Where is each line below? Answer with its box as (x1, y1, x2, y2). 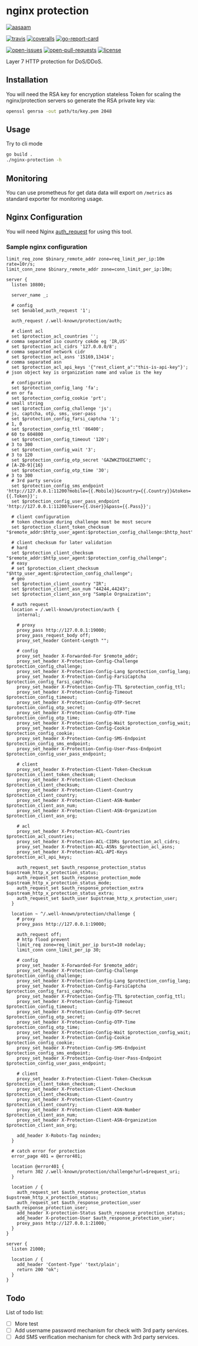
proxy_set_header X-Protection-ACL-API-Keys (16, 849, 128, 855)
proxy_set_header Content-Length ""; (16, 638, 110, 644)
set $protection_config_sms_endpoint (11, 483, 104, 489)
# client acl (11, 328, 44, 334)
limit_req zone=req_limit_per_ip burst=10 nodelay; (16, 942, 146, 948)
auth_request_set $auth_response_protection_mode (16, 875, 141, 881)
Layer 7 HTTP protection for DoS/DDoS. (6, 58, 103, 65)
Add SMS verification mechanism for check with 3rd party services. (14, 1334, 180, 1341)
